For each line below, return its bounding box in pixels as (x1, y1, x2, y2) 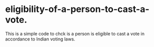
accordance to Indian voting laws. (5, 36, 75, 42)
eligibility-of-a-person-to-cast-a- (5, 3, 149, 15)
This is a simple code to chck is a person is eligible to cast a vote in (5, 30, 145, 36)
